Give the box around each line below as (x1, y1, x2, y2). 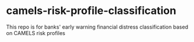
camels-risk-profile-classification (6, 4, 176, 17)
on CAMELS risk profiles (6, 29, 66, 36)
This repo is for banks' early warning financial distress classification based (6, 23, 189, 30)
